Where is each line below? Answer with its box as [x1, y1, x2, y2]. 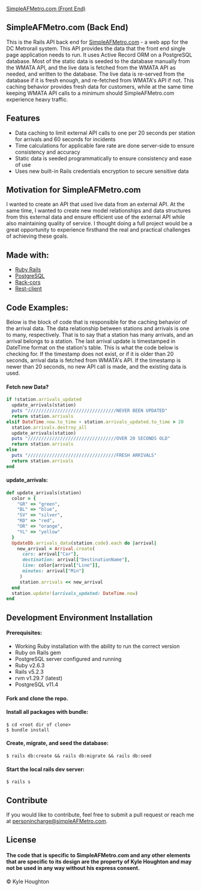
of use [14, 161, 31, 168]
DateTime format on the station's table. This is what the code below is [6, 344, 179, 351]
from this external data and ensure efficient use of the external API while [6, 213, 185, 221]
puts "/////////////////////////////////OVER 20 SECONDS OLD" [11, 435, 170, 442]
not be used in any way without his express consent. [6, 864, 140, 871]
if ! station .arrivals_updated [6, 396, 82, 403]
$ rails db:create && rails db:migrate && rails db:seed [6, 753, 152, 759]
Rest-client [14, 285, 42, 292]
